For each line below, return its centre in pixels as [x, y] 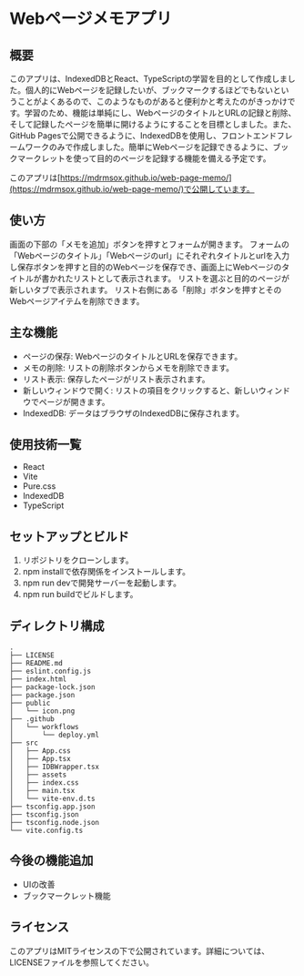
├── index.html [38, 679]
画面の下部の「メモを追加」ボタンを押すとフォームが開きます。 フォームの [149, 244]
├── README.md [36, 664]
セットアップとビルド [69, 537]
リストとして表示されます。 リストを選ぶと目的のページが [181, 278]
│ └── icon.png [42, 711]
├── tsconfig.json [44, 815]
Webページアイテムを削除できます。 [77, 300]
